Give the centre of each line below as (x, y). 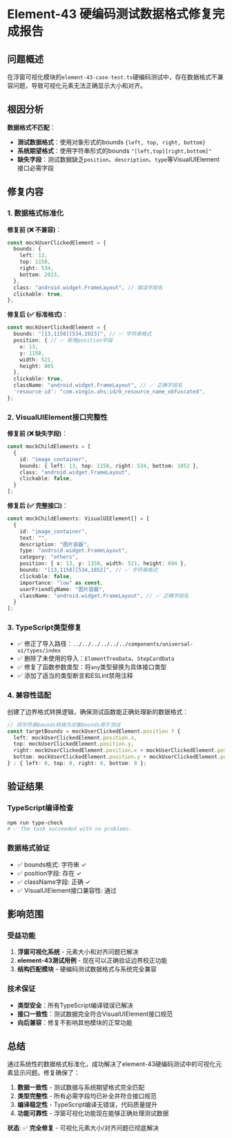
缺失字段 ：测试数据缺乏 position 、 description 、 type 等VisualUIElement (118, 159)
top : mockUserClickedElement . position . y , (74, 744)
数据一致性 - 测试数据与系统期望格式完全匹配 (81, 1088)
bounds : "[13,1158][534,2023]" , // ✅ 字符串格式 (83, 334)
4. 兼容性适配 (29, 695)
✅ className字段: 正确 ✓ (54, 882)
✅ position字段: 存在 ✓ (49, 873)
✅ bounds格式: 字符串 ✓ (52, 865)
